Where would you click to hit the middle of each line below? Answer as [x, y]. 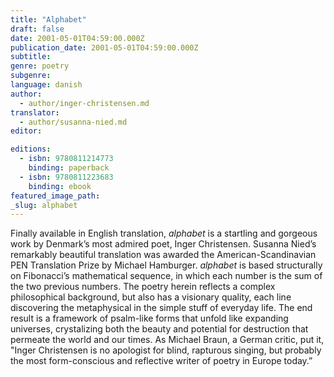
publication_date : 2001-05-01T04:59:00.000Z [104, 47]
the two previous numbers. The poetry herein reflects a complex [143, 287]
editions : [31, 149]
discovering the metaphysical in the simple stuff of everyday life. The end [161, 308]
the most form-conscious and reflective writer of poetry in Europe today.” [161, 361]
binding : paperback [69, 168]
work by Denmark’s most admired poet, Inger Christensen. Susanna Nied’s [163, 244]
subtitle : [31, 57]
